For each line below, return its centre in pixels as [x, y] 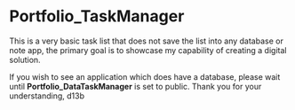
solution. [25, 59]
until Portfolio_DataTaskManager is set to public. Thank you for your [136, 86]
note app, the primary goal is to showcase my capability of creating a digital [148, 50]
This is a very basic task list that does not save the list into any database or [147, 41]
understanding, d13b [47, 96]
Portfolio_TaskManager [97, 16]
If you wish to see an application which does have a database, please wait [145, 76]
